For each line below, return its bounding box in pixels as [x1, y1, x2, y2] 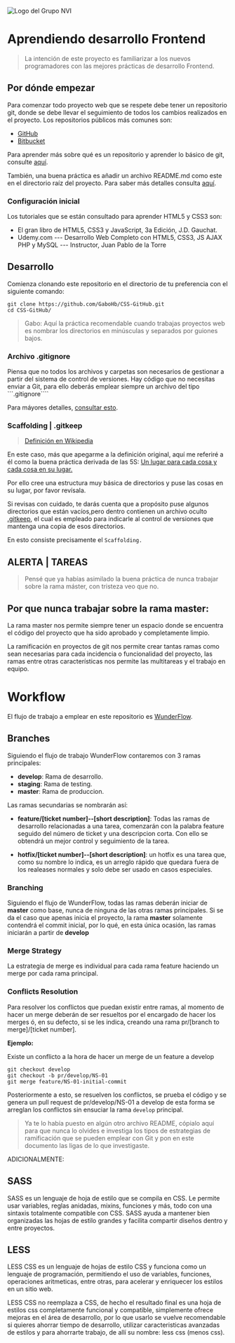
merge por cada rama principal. [7, 969, 98, 978]
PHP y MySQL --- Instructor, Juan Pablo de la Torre [17, 241, 167, 249]
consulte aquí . [7, 158, 48, 166]
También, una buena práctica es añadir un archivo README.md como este [7, 171, 222, 180]
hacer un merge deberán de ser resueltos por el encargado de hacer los [7, 1010, 216, 1018]
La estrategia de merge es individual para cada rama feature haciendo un [7, 961, 220, 971]
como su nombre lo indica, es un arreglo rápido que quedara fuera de [17, 858, 220, 866]
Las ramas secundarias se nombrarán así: [7, 800, 128, 809]
